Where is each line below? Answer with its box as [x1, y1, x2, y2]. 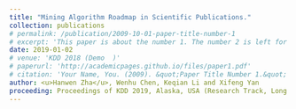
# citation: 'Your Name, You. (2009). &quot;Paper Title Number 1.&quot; [9, 70, 288, 79]
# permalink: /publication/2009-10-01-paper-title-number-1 [9, 29, 237, 38]
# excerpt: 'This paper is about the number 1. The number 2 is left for [9, 37, 288, 47]
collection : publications [9, 21, 105, 30]
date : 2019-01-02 [9, 46, 74, 54]
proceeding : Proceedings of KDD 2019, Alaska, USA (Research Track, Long [9, 86, 288, 95]
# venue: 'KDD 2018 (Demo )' [9, 54, 121, 62]
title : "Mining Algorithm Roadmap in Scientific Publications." [9, 12, 252, 22]
